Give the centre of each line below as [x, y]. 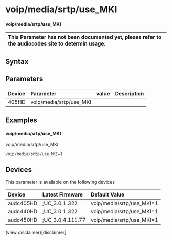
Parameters [24, 79]
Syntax [17, 62]
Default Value [107, 194]
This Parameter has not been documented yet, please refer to [85, 37]
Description [130, 93]
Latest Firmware [63, 194]
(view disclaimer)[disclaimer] [36, 232]
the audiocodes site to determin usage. [57, 43]
